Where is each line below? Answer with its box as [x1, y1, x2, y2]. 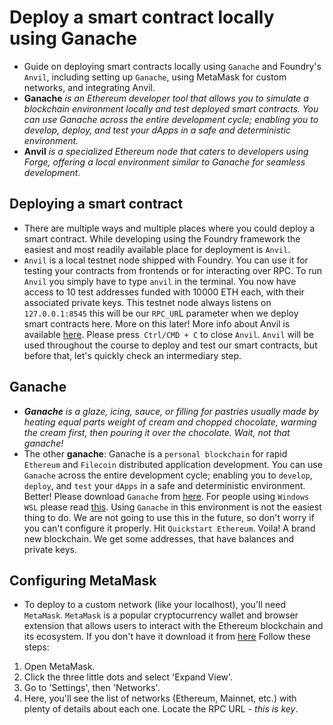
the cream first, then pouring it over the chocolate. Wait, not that [23, 426, 291, 438]
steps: [23, 641, 50, 653]
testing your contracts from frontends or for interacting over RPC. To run [23, 264, 323, 276]
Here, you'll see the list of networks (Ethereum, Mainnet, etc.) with [23, 692, 297, 705]
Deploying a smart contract [9, 196, 184, 213]
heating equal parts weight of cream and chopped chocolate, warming [23, 416, 317, 428]
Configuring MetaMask [9, 572, 157, 589]
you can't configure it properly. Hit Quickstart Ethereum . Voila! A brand [23, 522, 316, 534]
